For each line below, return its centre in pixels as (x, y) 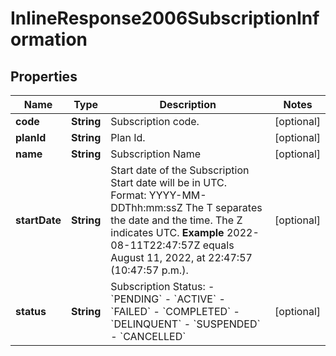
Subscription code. (155, 121)
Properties (44, 76)
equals (218, 245)
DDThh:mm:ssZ (146, 207)
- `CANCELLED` (148, 336)
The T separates (224, 207)
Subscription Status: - (162, 286)
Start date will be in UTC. (168, 182)
